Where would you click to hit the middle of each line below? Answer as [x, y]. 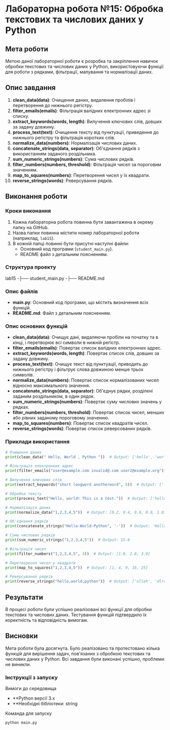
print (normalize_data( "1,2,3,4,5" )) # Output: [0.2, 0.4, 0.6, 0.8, [80, 512]
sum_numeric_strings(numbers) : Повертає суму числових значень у [87, 402]
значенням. [25, 169]
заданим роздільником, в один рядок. [54, 396]
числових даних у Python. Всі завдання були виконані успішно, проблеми [85, 659]
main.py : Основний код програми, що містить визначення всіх [80, 303]
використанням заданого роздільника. [54, 154]
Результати [24, 597]
